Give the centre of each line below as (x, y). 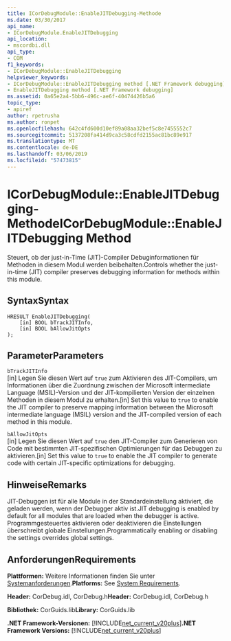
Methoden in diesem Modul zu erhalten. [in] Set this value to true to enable (113, 400)
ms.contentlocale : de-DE (43, 148)
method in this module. (40, 422)
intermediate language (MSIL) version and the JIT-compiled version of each (114, 415)
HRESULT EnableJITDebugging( (49, 317)
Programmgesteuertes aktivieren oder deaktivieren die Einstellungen (104, 524)
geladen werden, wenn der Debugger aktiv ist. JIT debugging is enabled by (113, 508)
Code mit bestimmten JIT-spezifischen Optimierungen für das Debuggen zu (114, 449)
